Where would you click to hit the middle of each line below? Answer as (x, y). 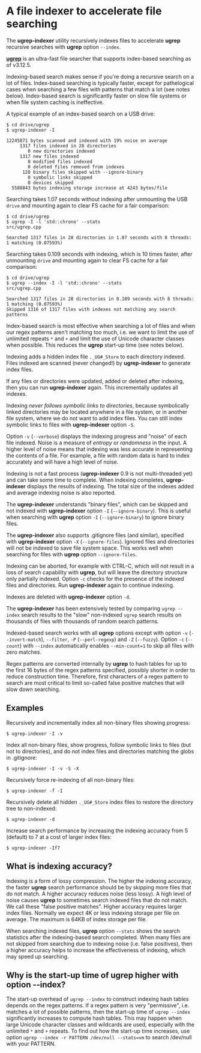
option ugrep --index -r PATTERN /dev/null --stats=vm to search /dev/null (99, 1037)
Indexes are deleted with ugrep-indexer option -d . (68, 597)
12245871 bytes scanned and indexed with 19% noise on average (87, 140)
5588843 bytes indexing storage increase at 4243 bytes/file (90, 188)
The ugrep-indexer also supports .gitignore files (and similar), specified (95, 535)
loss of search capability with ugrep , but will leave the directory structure (97, 572)
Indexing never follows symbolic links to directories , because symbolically (97, 405)
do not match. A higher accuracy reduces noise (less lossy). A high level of (99, 894)
